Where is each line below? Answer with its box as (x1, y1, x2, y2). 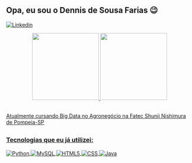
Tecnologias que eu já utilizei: (6, 136, 94, 144)
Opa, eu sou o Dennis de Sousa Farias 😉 (6, 5, 158, 15)
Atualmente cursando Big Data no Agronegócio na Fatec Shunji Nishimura (6, 112, 187, 119)
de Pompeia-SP (6, 118, 44, 126)
